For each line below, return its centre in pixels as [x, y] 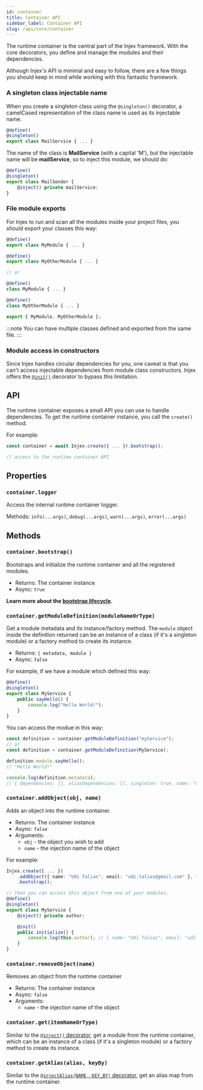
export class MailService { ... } [50, 141]
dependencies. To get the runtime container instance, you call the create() [100, 417]
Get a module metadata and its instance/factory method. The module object [100, 628]
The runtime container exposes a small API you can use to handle [88, 410]
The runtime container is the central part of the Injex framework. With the [97, 46]
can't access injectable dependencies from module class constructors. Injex [101, 370]
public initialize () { [46, 932]
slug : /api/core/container [40, 29]
